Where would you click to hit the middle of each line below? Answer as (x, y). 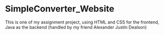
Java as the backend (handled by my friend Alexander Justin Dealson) (76, 27)
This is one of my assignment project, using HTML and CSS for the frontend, (82, 22)
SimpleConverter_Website (60, 9)
